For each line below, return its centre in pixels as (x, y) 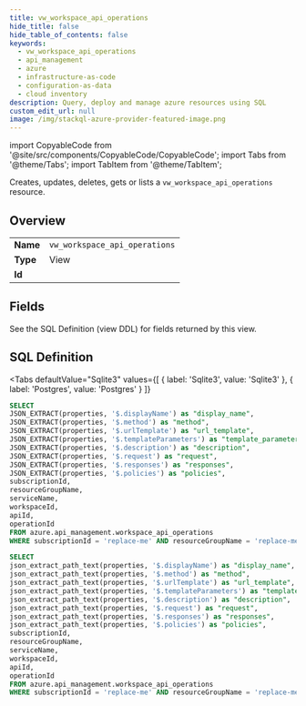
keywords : (28, 43)
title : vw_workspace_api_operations (79, 18)
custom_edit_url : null (52, 111)
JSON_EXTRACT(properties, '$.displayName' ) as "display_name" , (132, 414)
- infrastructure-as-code (67, 77)
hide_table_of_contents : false (69, 35)
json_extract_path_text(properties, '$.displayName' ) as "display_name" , (153, 566)
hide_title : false (44, 26)
